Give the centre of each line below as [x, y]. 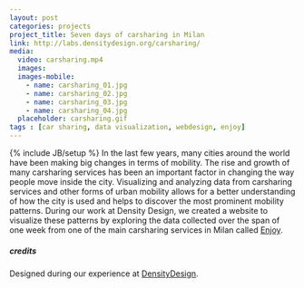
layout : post [34, 18]
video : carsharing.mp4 [60, 60]
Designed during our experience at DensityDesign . [104, 274]
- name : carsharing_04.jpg [77, 110]
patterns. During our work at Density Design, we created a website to [139, 211]
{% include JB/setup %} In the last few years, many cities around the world [150, 153]
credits [23, 251]
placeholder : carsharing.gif [73, 119]
